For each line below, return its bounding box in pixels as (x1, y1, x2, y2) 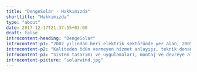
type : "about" (6, 19, 41, 25)
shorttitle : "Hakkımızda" (6, 14, 69, 20)
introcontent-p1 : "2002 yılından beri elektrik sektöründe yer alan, (6, 41, 180, 47)
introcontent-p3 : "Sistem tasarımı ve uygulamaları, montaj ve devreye (6, 52, 185, 57)
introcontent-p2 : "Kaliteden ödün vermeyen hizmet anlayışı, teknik (6, 46, 177, 52)
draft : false (6, 30, 38, 36)
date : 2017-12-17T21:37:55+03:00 (6, 24, 88, 31)
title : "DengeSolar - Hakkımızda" (6, 8, 91, 15)
